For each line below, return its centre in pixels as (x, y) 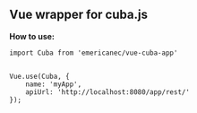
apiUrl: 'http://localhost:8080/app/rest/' (108, 92)
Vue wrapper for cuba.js (78, 15)
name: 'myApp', (54, 84)
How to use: (32, 36)
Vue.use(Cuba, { (39, 76)
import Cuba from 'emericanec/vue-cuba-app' (94, 53)
